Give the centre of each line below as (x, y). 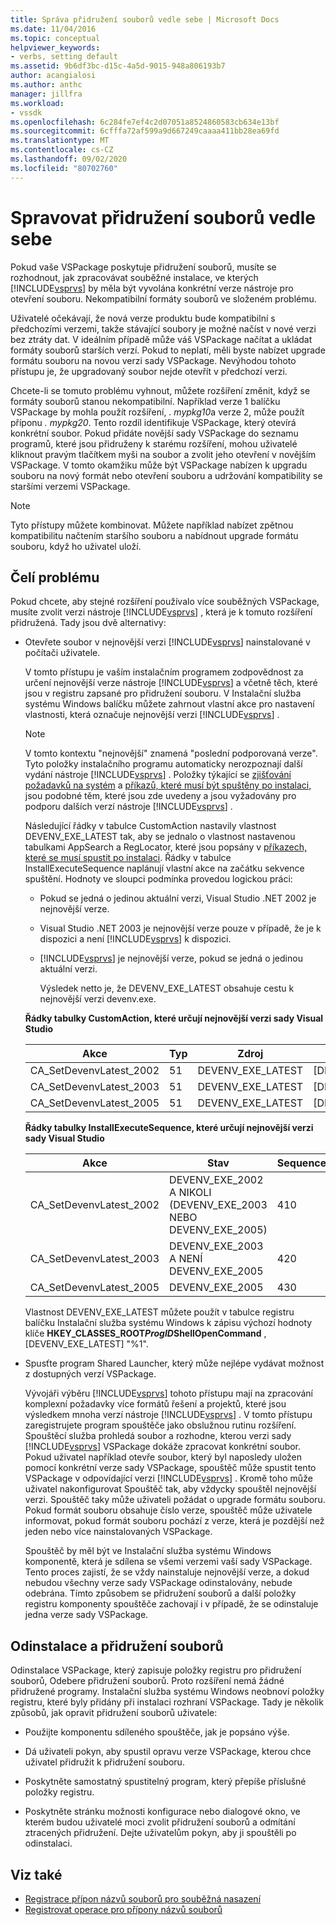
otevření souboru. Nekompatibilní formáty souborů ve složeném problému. (163, 298)
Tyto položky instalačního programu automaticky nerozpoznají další (163, 764)
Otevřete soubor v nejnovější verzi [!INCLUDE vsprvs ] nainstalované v (167, 642)
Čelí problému (55, 577)
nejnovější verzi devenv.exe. (98, 999)
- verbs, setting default (64, 57)
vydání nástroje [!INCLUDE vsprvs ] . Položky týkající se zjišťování (158, 775)
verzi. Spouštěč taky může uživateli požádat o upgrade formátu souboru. (175, 1500)
